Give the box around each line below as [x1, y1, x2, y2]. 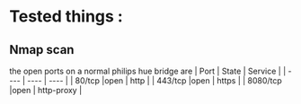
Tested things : [9, 6, 123, 27]
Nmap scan [9, 42, 75, 57]
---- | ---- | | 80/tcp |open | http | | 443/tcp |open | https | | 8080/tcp [26, 75, 283, 86]
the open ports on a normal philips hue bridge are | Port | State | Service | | [9, 65, 287, 76]
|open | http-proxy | [9, 85, 83, 95]
